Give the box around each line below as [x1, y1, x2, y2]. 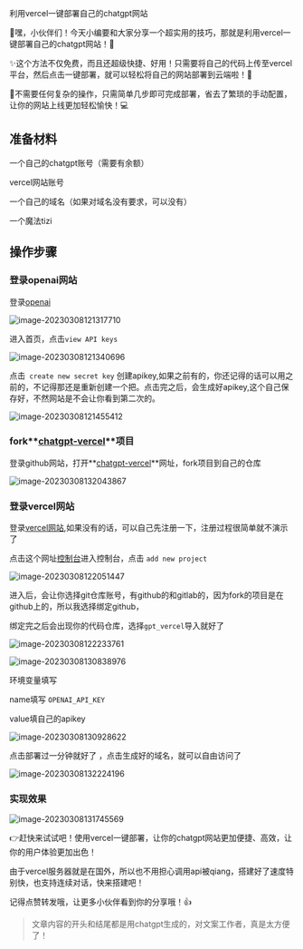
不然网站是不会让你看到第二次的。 [33, 393, 160, 404]
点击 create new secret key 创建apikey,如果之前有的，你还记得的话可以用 [9, 370, 286, 381]
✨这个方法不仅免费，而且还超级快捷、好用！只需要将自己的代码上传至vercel [9, 58, 292, 68]
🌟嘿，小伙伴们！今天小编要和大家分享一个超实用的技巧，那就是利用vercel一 [9, 27, 291, 38]
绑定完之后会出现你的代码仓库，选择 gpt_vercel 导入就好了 [9, 621, 224, 631]
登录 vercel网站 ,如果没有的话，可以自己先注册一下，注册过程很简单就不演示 [9, 523, 289, 533]
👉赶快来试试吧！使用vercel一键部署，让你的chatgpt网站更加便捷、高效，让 [9, 833, 292, 844]
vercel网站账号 [9, 176, 65, 188]
